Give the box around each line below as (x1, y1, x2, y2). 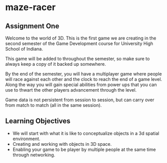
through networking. (12, 151, 56, 158)
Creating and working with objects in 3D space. (12, 141, 112, 147)
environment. (12, 136, 40, 142)
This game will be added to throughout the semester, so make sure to (5, 56, 150, 62)
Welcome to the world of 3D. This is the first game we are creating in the (5, 35, 156, 41)
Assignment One (5, 22, 60, 30)
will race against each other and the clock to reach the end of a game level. (5, 76, 162, 82)
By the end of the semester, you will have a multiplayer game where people (5, 71, 162, 77)
